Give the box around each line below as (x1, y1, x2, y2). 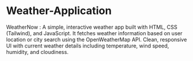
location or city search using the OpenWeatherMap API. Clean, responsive (6, 36, 188, 43)
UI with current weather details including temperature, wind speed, (6, 42, 169, 49)
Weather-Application (6, 4, 112, 18)
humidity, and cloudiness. (6, 48, 69, 55)
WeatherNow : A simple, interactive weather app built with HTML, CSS (6, 23, 178, 30)
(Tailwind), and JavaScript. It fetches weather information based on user (6, 29, 182, 36)
